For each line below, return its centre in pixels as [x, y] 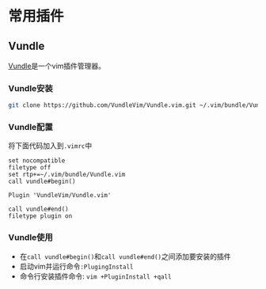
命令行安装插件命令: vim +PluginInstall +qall [95, 276]
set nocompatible [37, 161]
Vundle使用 [30, 238]
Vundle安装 [30, 88]
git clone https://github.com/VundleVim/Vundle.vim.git [102, 105]
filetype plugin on [40, 216]
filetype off [30, 168]
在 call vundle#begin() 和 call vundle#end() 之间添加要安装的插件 [125, 256]
